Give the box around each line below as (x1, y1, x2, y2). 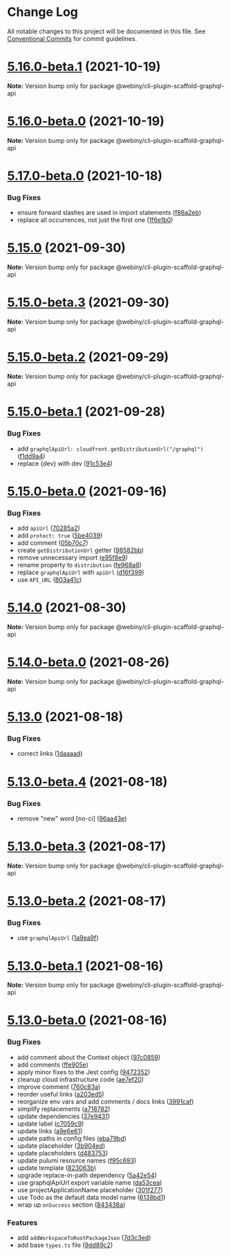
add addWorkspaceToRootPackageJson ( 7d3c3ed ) (17, 1234, 151, 1242)
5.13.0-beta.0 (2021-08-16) (7, 1013, 167, 1029)
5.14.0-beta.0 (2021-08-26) (7, 655, 170, 670)
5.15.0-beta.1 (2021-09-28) (7, 404, 166, 420)
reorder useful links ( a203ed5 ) (17, 1090, 105, 1098)
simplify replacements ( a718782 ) (17, 1104, 111, 1113)
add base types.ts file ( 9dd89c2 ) (17, 1241, 113, 1249)
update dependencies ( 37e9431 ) (17, 1112, 111, 1120)
